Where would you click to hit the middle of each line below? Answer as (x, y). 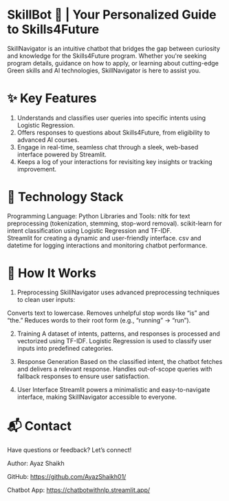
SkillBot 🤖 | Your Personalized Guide (112, 15)
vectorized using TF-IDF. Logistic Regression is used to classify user (114, 340)
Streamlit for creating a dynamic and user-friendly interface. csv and (104, 238)
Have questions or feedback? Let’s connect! (69, 450)
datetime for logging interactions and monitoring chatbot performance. (107, 245)
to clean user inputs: (46, 299)
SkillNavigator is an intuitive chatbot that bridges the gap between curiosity (113, 48)
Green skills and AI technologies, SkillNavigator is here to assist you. (104, 70)
